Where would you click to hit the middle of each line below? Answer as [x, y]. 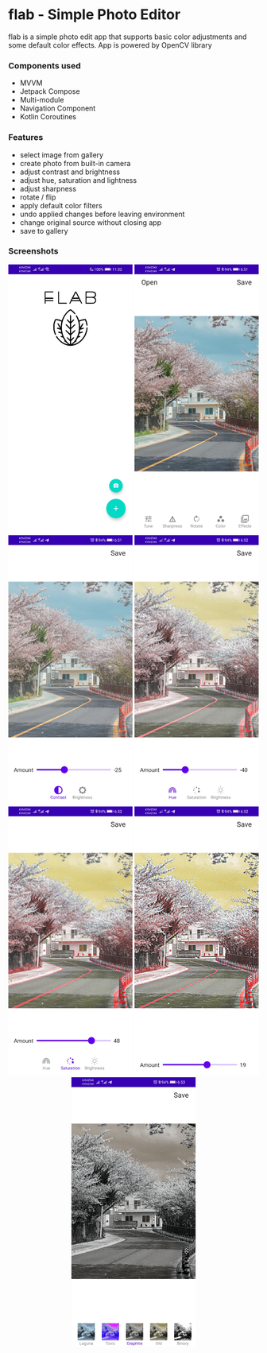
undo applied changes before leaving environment [102, 214]
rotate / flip [38, 197]
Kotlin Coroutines [48, 117]
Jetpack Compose [50, 91]
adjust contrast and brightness [70, 172]
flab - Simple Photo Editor [95, 15]
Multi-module [42, 100]
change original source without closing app [90, 222]
